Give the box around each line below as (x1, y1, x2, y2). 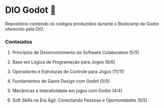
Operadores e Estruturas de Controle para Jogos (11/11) (12, 69, 125, 74)
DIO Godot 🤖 (5, 4, 56, 16)
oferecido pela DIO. (5, 26, 44, 32)
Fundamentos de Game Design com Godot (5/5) (12, 78, 110, 84)
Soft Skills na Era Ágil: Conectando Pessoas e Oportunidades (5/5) (12, 97, 148, 103)
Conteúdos (5, 38, 33, 45)
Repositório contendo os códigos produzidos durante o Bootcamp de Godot (5, 21, 159, 27)
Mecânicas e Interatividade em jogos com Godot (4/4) (12, 88, 123, 94)
